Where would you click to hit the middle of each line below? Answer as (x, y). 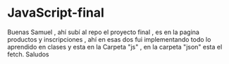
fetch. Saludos (28, 54)
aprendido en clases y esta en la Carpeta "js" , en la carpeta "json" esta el (115, 47)
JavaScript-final (56, 13)
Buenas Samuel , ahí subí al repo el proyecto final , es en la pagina (103, 32)
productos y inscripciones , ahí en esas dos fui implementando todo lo (109, 39)
